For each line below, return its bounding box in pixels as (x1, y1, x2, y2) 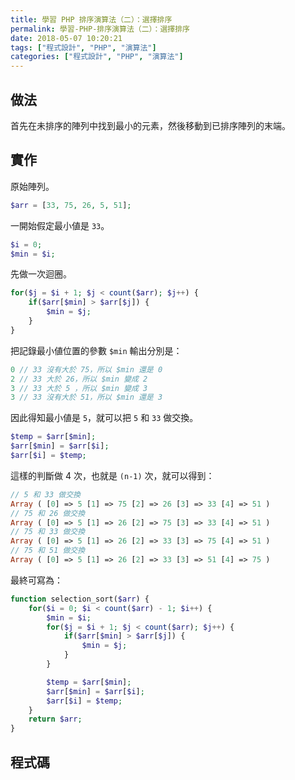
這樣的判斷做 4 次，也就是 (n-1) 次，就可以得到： (10, 469, 215, 481)
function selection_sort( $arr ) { (10, 594, 150, 604)
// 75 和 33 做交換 (10, 527, 86, 537)
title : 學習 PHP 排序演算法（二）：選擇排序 (10, 14, 173, 25)
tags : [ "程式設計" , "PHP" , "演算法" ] (10, 42, 157, 53)
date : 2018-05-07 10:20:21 (10, 33, 123, 43)
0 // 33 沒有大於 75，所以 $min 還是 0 (10, 364, 163, 375)
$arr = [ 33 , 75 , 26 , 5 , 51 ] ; (10, 200, 132, 210)
